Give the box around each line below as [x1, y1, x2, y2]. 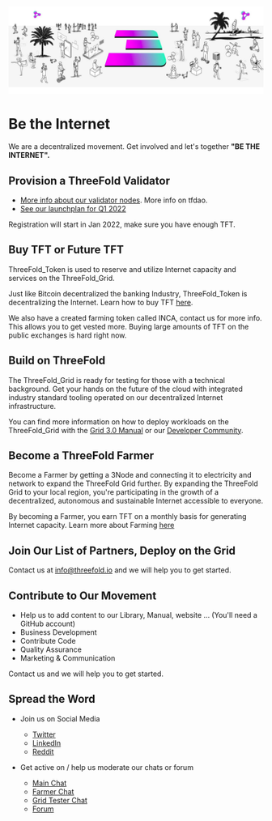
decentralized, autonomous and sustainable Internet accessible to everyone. [8, 496, 264, 506]
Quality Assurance [19, 644, 83, 654]
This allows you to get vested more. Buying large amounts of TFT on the [8, 321, 249, 331]
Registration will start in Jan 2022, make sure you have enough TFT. [8, 219, 236, 229]
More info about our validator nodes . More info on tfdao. [19, 195, 208, 205]
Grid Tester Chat [32, 795, 87, 805]
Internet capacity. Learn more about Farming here [8, 521, 175, 530]
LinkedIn [32, 738, 62, 747]
